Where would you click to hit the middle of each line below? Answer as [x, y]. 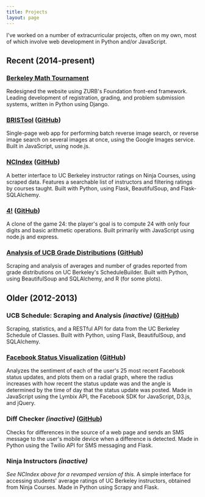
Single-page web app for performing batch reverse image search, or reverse [103, 133]
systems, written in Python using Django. [58, 104]
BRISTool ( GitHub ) [34, 120]
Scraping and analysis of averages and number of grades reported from [97, 266]
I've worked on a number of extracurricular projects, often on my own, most [102, 35]
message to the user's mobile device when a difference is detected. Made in [103, 438]
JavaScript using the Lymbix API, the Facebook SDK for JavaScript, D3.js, [99, 396]
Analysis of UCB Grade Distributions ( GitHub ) [75, 252]
